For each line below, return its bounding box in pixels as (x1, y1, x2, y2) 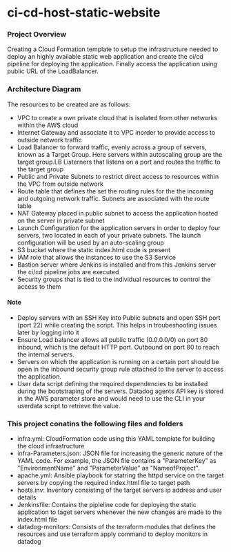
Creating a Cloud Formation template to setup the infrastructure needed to (7, 45, 219, 53)
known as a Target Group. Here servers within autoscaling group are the (17, 150, 223, 158)
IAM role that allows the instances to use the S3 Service (17, 253, 176, 261)
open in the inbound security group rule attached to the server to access (17, 365, 224, 373)
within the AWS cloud (17, 121, 79, 129)
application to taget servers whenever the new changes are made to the (17, 508, 222, 516)
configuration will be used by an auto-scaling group (17, 238, 164, 247)
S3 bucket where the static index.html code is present (17, 245, 171, 254)
